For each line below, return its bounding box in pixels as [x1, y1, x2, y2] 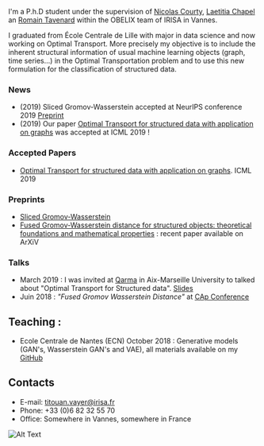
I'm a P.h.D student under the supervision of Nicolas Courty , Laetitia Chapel [8, 7, 255, 16]
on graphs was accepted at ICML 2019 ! [19, 127, 151, 138]
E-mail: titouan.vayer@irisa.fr [19, 397, 115, 406]
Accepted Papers [8, 147, 77, 158]
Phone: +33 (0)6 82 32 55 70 [19, 405, 116, 415]
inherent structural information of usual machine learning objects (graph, [8, 48, 246, 56]
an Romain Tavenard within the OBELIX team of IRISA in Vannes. [8, 15, 218, 25]
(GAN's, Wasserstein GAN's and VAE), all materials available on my [19, 345, 239, 354]
